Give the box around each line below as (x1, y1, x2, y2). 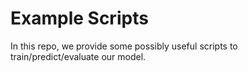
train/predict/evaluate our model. (10, 50, 147, 62)
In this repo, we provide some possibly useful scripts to (10, 40, 238, 52)
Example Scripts (10, 7, 149, 30)
